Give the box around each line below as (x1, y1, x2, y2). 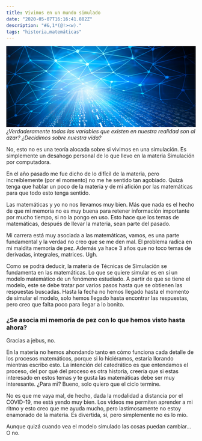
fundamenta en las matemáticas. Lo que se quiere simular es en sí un (6, 269, 178, 276)
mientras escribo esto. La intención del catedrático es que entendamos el (6, 361, 188, 369)
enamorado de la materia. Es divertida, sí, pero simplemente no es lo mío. (6, 412, 188, 419)
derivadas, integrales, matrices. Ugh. (6, 251, 98, 258)
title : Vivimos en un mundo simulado (6, 10, 101, 16)
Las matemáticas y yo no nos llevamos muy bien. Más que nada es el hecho (6, 201, 194, 208)
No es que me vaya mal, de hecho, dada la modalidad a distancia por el (6, 392, 183, 400)
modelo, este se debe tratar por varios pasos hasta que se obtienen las (6, 281, 183, 288)
